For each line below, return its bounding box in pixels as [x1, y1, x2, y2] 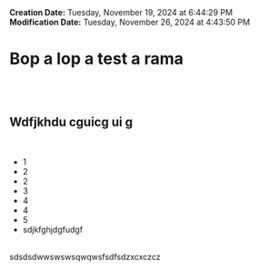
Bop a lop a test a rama [9, 48, 184, 69]
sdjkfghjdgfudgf [22, 224, 84, 235]
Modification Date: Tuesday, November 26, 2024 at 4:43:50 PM [9, 16, 251, 27]
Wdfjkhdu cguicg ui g [9, 115, 134, 130]
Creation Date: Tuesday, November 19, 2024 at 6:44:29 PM [9, 7, 234, 17]
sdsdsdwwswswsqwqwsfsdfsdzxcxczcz [9, 251, 161, 262]
